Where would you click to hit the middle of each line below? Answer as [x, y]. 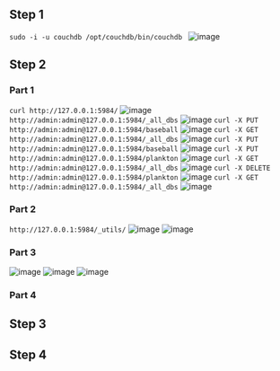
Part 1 [22, 91]
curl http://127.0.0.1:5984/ [64, 110]
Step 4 [28, 354]
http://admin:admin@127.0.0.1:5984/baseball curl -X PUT [134, 149]
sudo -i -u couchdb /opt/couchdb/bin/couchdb [96, 37]
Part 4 [23, 296]
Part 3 [23, 252]
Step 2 [28, 65]
